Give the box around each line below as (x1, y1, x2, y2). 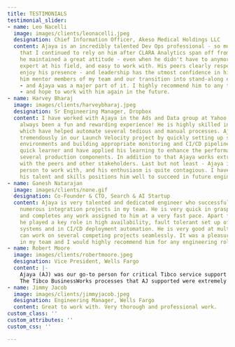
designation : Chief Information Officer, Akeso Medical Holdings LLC (13, 36, 220, 43)
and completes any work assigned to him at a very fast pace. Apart (20, 212, 224, 219)
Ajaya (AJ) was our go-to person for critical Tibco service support (20, 271, 227, 278)
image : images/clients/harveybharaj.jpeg (13, 102, 136, 109)
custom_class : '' (7, 310, 58, 318)
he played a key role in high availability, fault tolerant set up (20, 219, 220, 226)
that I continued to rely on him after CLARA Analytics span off (20, 50, 215, 57)
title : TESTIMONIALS (7, 10, 68, 18)
